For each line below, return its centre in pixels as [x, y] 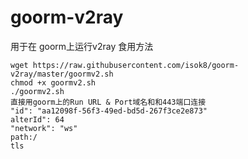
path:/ [24, 137]
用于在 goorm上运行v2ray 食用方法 [82, 46]
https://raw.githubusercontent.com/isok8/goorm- [136, 65]
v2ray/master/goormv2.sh [62, 74]
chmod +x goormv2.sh [53, 82]
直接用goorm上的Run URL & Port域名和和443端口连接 [108, 102]
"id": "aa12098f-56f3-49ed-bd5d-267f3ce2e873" [109, 111]
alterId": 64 [37, 119]
